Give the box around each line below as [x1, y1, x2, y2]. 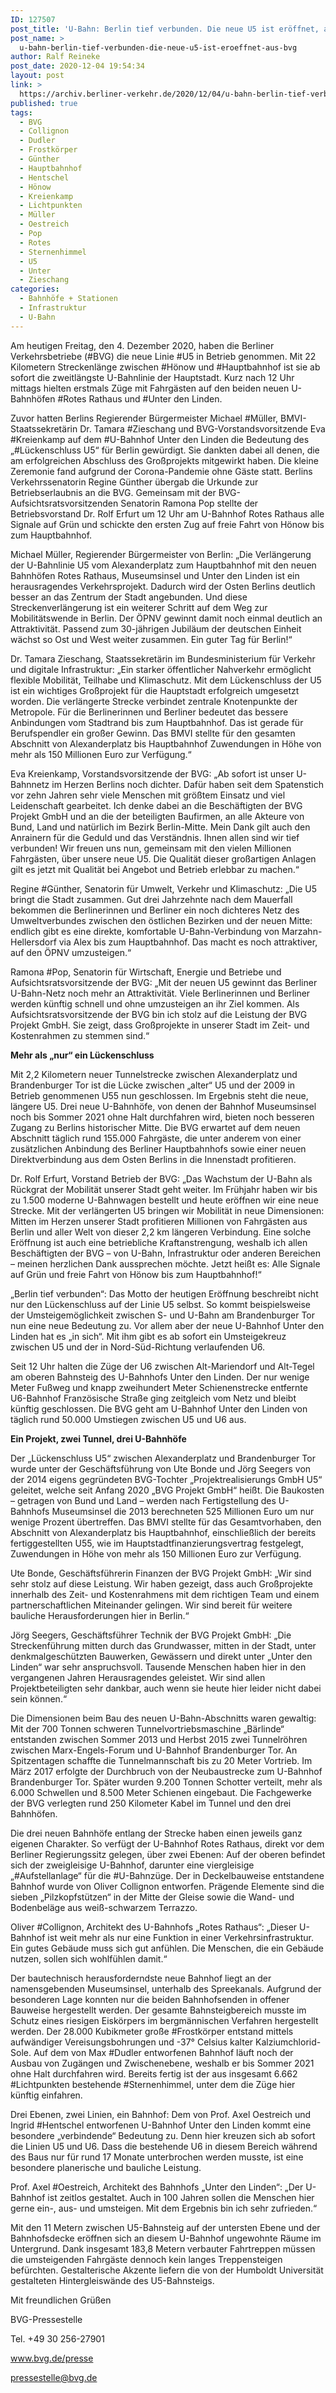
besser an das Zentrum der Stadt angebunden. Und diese [10, 591, 248, 603]
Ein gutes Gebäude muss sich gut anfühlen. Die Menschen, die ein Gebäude [10, 1942, 324, 1954]
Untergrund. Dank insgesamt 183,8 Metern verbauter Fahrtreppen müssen [10, 2242, 316, 2255]
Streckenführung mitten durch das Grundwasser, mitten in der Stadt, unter [10, 1639, 317, 1651]
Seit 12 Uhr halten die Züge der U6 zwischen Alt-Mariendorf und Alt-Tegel [10, 1360, 315, 1372]
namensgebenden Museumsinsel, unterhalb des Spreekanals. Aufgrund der [10, 1982, 322, 1995]
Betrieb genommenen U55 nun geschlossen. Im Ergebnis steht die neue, [10, 1089, 309, 1101]
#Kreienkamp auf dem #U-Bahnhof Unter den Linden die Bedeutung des [10, 433, 310, 445]
